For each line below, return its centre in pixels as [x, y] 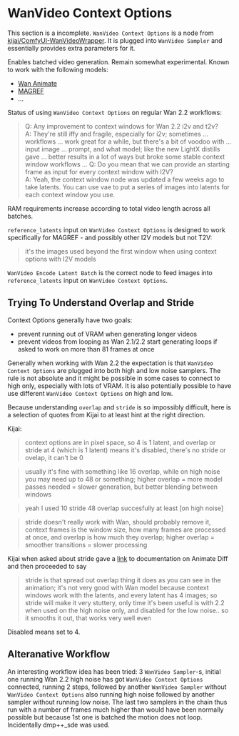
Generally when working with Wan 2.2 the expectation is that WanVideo [111, 363]
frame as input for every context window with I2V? [99, 171]
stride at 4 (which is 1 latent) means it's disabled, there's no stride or [125, 450]
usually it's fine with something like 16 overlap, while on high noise [122, 471]
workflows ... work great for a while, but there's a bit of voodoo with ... [128, 141]
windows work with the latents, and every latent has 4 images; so [121, 595]
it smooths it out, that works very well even [88, 618]
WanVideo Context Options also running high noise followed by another [111, 694]
